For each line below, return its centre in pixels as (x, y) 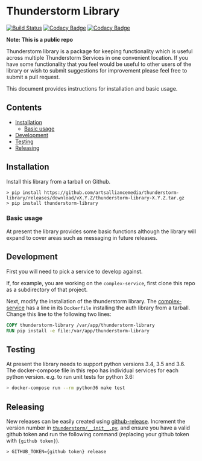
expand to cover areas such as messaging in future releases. (82, 237)
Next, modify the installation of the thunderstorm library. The (81, 301)
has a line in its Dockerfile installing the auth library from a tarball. (108, 308)
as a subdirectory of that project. (47, 289)
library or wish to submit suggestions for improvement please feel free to (97, 70)
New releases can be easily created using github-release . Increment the (96, 421)
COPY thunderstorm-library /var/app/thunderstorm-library (80, 325)
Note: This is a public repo (40, 39)
